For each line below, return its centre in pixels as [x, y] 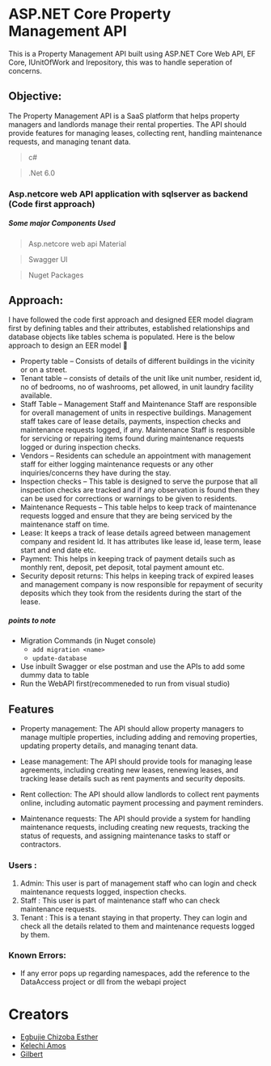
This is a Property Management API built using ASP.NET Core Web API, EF [132, 53]
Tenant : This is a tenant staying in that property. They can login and [133, 917]
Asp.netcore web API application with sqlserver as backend [128, 193]
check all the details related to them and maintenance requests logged [137, 926]
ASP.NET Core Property [90, 14]
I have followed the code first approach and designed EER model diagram [131, 319]
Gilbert [31, 1054]
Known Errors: [38, 955]
